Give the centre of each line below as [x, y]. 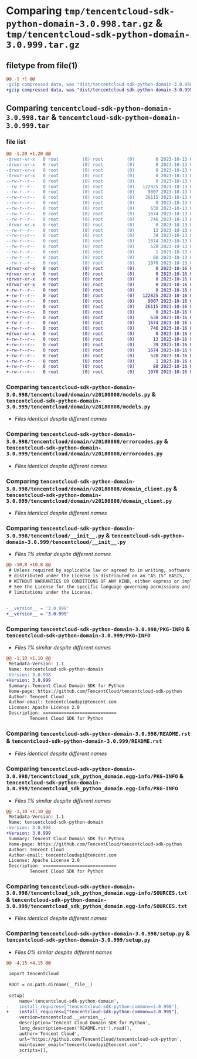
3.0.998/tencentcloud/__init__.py [55, 536]
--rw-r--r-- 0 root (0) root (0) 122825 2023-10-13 [97, 187]
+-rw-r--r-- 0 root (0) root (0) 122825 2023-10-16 [97, 296]
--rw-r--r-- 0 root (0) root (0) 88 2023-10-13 [97, 257]
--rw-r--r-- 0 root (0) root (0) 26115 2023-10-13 [97, 198]
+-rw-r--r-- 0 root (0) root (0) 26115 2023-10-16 [97, 306]
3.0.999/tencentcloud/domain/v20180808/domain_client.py [89, 501]
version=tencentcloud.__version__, [63, 1017]
